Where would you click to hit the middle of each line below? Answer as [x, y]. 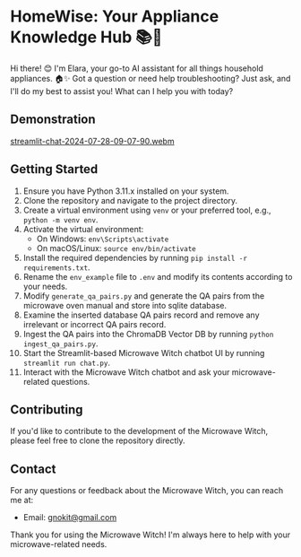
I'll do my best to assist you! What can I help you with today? [122, 91]
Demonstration [53, 120]
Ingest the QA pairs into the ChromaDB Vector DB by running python [148, 334]
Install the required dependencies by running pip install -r [135, 257]
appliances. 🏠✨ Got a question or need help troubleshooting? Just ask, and [150, 78]
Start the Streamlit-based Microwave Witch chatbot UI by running [144, 352]
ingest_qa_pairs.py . [60, 344]
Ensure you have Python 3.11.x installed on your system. [126, 191]
